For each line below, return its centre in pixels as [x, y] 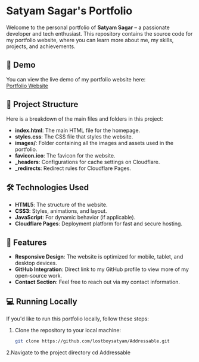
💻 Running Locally [42, 301]
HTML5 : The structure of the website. [61, 205]
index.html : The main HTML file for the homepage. [77, 130]
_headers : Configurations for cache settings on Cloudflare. [87, 162]
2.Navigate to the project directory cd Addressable [69, 352]
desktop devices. [36, 263]
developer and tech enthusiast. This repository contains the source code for [99, 33]
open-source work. [38, 276]
